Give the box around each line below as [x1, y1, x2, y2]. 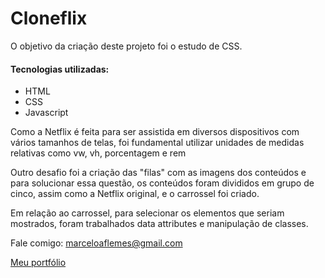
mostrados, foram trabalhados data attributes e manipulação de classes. [10, 218, 309, 230]
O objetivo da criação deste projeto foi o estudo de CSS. [10, 40, 243, 52]
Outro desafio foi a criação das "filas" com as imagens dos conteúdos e [10, 167, 307, 179]
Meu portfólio [10, 257, 67, 269]
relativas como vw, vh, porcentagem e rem [10, 147, 187, 159]
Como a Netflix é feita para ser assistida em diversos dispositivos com [10, 126, 300, 138]
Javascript [24, 107, 69, 119]
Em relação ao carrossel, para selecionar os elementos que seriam [10, 207, 285, 219]
